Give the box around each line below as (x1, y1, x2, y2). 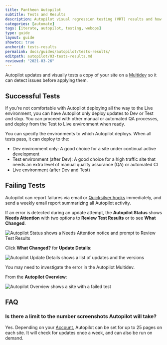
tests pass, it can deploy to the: (5, 136, 70, 142)
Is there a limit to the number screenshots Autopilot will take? (5, 313, 157, 320)
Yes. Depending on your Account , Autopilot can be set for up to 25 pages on (5, 324, 163, 330)
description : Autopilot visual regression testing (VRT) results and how (5, 16, 162, 21)
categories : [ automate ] (5, 21, 55, 26)
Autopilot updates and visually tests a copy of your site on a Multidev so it (5, 72, 157, 78)
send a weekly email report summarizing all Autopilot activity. (5, 200, 131, 206)
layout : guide (5, 35, 35, 40)
